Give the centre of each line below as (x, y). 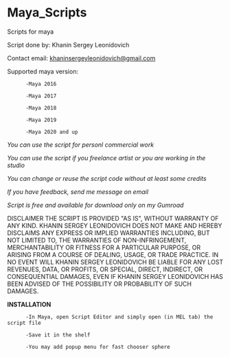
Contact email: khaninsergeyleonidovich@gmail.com (81, 58)
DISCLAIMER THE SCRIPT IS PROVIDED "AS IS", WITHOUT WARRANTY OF (113, 218)
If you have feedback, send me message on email (78, 192)
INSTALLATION (29, 304)
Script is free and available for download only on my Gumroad (95, 205)
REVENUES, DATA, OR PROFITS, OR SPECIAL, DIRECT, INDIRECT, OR (105, 269)
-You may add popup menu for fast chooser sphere (97, 347)
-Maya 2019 (41, 120)
